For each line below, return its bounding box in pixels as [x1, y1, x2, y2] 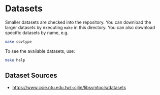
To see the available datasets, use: [5, 48, 75, 54]
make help [5, 58, 26, 63]
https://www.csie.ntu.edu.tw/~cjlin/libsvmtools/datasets [12, 84, 127, 90]
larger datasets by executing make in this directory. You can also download [5, 24, 155, 30]
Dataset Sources [5, 71, 58, 80]
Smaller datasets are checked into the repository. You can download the [5, 19, 151, 25]
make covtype [5, 39, 32, 44]
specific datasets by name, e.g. [5, 30, 69, 35]
